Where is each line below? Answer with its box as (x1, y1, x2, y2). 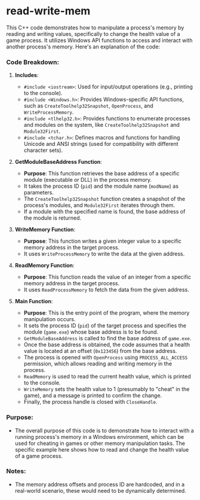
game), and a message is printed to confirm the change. (23, 392, 162, 399)
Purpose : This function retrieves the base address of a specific (23, 170, 180, 177)
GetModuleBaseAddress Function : (14, 158, 103, 166)
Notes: (6, 467, 26, 475)
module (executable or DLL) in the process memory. (23, 176, 152, 184)
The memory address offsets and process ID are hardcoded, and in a (14, 480, 185, 488)
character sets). (23, 147, 63, 154)
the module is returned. (23, 214, 82, 222)
